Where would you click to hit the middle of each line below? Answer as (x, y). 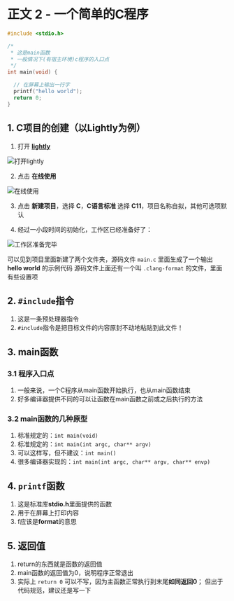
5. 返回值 (26, 546)
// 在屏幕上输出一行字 (42, 85)
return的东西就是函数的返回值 (60, 564)
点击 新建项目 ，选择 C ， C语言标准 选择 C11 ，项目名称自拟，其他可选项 (119, 206)
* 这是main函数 (30, 53)
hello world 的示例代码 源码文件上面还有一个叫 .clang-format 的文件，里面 (115, 268)
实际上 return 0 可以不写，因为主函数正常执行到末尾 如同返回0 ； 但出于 (120, 581)
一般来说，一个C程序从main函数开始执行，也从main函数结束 (104, 390)
